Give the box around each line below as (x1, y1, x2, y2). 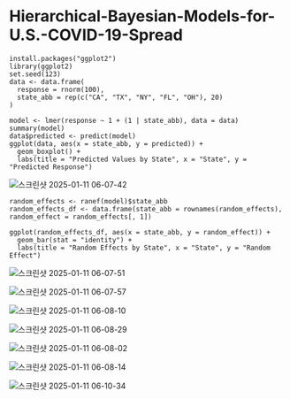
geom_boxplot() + (17, 147, 81, 156)
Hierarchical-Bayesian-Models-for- (9, 6, 276, 27)
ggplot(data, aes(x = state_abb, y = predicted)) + (9, 139, 203, 148)
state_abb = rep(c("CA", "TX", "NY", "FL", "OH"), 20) (17, 93, 224, 102)
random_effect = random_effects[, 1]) (9, 212, 152, 221)
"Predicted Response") (9, 162, 93, 172)
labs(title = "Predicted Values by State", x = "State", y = (17, 155, 248, 164)
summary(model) (9, 124, 65, 133)
